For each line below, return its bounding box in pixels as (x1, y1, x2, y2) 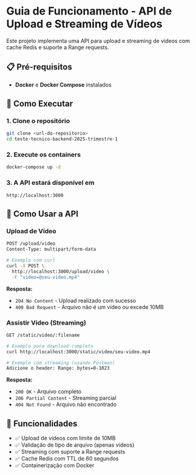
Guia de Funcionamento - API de (6, 4, 172, 18)
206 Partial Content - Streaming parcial (15, 394, 117, 402)
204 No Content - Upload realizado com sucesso (15, 297, 137, 304)
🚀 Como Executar (6, 99, 73, 109)
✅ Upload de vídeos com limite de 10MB (15, 434, 116, 442)
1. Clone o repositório (6, 117, 70, 125)
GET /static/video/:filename (6, 332, 80, 338)
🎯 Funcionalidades (6, 418, 78, 428)
